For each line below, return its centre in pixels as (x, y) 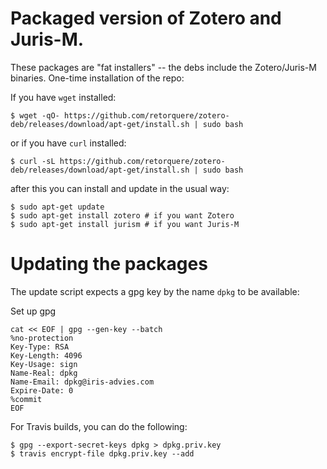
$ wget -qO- (35, 115)
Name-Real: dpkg (44, 373)
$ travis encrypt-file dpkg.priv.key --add (102, 453)
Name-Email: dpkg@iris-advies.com (82, 382)
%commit (26, 399)
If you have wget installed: (63, 97)
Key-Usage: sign (44, 364)
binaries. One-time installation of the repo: (97, 78)
